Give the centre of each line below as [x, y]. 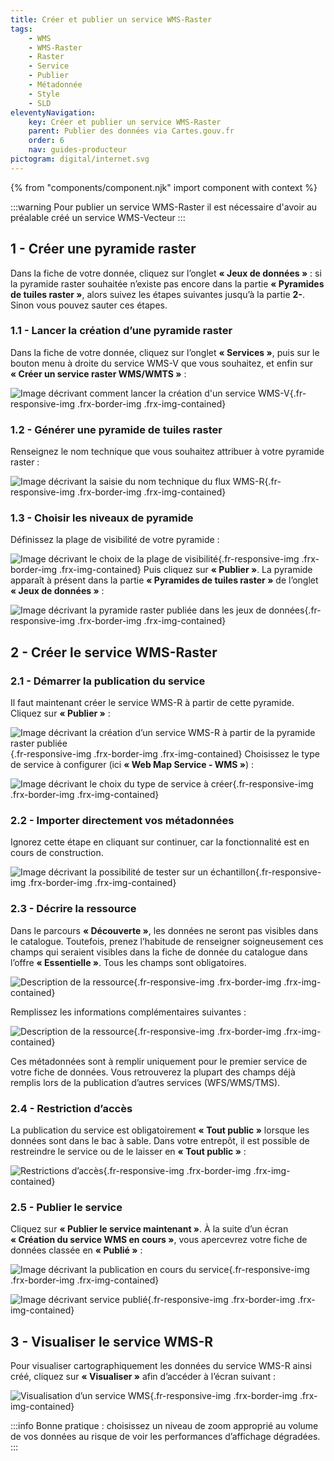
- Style [44, 94]
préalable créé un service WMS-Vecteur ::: [98, 217]
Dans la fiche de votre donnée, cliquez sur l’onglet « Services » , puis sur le [165, 352]
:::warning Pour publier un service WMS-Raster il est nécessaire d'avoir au [164, 207]
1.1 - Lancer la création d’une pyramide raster [121, 331]
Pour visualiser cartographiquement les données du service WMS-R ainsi [161, 1366]
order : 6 [46, 141]
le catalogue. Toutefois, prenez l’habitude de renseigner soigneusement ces [167, 941]
